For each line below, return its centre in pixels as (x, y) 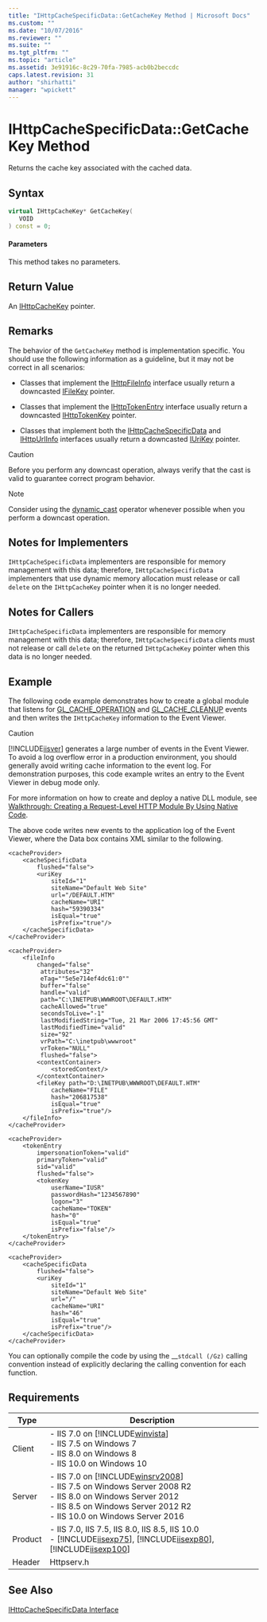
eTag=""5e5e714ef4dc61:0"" (85, 979)
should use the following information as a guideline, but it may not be (121, 358)
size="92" (56, 1035)
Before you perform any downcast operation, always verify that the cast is (130, 470)
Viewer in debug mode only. (54, 783)
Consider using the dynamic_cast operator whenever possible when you (126, 509)
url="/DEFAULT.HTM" (83, 895)
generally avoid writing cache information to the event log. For (110, 766)
